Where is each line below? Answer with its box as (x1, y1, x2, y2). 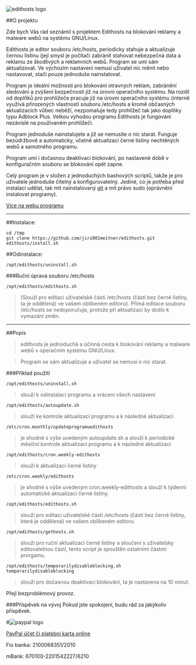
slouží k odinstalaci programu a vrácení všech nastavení (20, 391, 156, 398)
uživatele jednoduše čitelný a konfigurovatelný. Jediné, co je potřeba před (6, 179, 184, 185)
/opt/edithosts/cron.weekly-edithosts (6, 452, 100, 458)
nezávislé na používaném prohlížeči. (6, 119, 93, 126)
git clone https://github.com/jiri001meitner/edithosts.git (6, 235, 156, 241)
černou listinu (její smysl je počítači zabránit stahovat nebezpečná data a (6, 52, 181, 59)
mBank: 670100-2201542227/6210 (6, 653, 89, 660)
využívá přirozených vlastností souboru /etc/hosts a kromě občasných (6, 101, 175, 108)
